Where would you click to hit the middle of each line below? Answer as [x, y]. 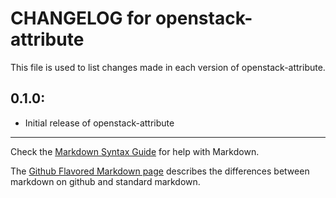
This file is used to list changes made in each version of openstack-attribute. [168, 67]
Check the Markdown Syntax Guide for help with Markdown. [135, 151]
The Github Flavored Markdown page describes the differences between [160, 171]
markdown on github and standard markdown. [105, 181]
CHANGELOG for [81, 18]
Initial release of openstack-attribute [99, 123]
